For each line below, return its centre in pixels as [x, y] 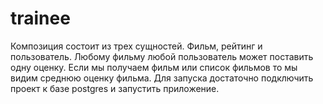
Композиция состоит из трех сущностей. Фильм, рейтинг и [136, 46]
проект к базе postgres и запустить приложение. [115, 88]
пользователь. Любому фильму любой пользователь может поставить [162, 56]
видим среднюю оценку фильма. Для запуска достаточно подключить [162, 78]
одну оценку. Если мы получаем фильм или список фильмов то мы [154, 67]
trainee [40, 18]
